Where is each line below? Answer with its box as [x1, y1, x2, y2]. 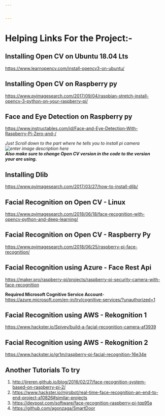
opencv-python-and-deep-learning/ [5, 216, 78, 222]
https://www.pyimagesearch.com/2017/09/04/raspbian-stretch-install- [5, 92, 149, 99]
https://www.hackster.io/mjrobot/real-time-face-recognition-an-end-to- [12, 389, 159, 396]
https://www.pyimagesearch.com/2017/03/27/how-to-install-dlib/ [5, 184, 138, 189]
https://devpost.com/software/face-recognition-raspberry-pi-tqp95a [12, 400, 152, 406]
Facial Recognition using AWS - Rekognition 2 [5, 338, 149, 347]
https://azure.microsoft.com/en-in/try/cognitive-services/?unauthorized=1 [5, 296, 156, 302]
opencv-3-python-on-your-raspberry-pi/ [5, 98, 88, 104]
